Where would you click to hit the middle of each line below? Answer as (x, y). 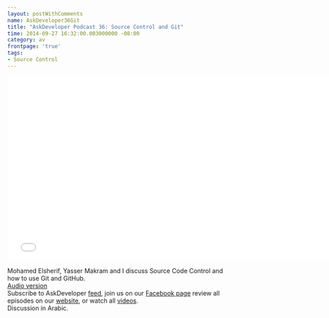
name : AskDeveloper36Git (44, 20)
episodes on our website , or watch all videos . (73, 300)
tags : (15, 53)
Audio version (27, 286)
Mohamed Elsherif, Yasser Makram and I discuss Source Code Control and (115, 270)
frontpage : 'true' (34, 46)
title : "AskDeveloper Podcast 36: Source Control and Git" (96, 27)
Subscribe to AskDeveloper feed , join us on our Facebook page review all (114, 293)
